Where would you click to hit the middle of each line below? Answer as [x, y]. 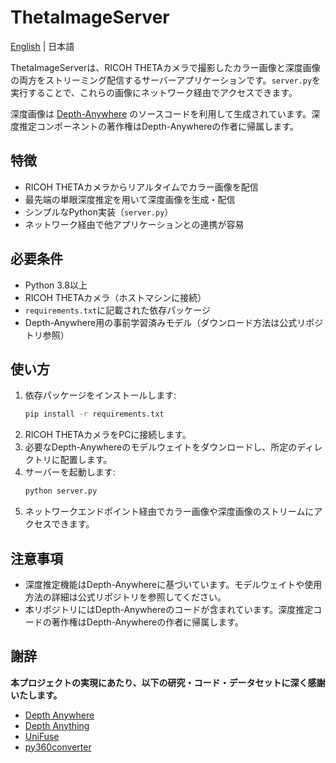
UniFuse [42, 736]
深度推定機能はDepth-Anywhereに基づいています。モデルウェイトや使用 [173, 584]
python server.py [61, 491]
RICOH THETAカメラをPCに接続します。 [108, 435]
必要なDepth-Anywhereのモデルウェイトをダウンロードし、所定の [161, 447]
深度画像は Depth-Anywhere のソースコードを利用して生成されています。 [161, 113]
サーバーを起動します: [70, 472]
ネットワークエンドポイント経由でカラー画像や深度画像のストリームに [169, 512]
